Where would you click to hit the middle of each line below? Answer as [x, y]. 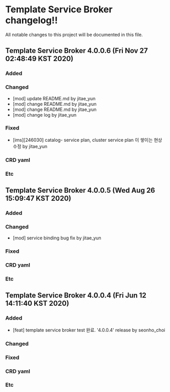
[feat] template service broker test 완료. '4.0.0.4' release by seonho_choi [89, 330]
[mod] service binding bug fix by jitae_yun [57, 238]
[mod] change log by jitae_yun [45, 115]
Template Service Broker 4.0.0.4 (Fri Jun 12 [76, 296]
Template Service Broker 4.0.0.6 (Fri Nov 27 [77, 51]
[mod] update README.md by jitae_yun [54, 98]
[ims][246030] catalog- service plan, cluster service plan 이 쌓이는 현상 [87, 140]
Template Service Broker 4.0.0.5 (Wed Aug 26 [80, 190]
